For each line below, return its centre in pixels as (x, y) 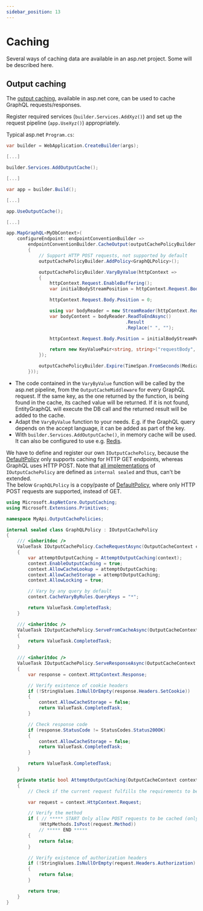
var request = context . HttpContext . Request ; (85, 802)
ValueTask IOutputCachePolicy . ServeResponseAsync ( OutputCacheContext (107, 663)
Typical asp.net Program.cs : (40, 135)
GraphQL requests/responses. (44, 105)
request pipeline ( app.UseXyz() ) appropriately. (63, 123)
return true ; (44, 891)
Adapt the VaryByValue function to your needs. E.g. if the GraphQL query (105, 421)
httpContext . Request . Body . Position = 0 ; (101, 300)
